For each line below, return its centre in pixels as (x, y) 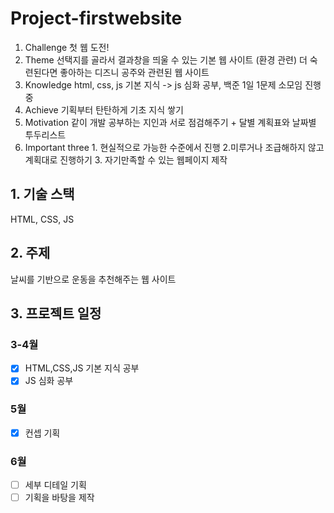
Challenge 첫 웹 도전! (67, 47)
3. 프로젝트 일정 (56, 313)
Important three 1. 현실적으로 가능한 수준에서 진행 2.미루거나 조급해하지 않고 (174, 147)
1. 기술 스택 (42, 194)
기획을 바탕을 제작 (59, 498)
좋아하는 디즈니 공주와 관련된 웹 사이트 (134, 72)
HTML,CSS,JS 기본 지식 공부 (82, 368)
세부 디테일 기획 (55, 485)
